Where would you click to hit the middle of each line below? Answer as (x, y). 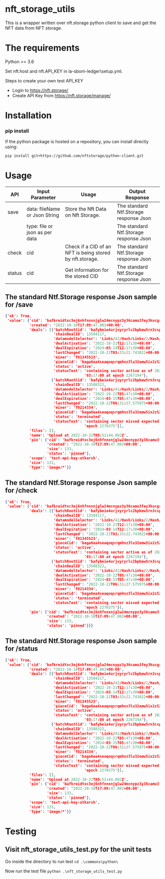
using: (11, 147)
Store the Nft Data (86, 209)
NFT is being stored (88, 253)
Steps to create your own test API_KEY (44, 80)
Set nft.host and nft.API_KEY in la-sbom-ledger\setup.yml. (64, 71)
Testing (21, 831)
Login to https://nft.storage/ (40, 90)
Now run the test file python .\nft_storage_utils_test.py (64, 871)
